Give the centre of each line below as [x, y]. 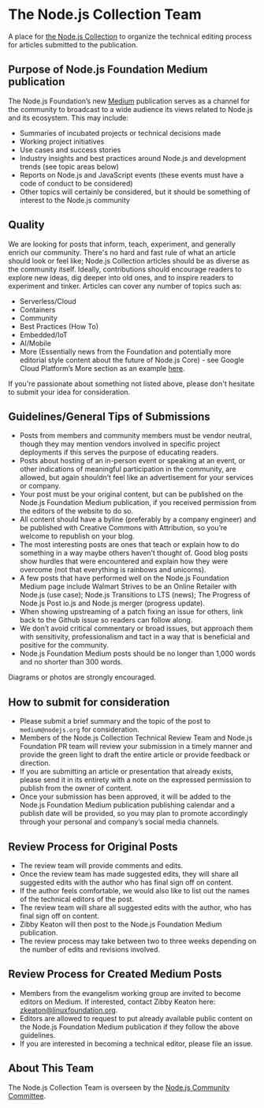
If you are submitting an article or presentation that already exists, [126, 772]
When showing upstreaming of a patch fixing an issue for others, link [131, 612]
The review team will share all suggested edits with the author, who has [136, 908]
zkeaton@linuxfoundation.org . [69, 1010]
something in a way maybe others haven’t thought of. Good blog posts [134, 553]
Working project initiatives [62, 141]
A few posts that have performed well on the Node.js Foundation [125, 578]
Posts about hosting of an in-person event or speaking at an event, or [132, 461]
